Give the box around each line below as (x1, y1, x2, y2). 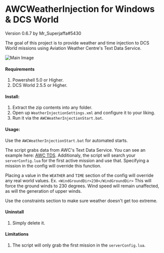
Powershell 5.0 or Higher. (12, 77, 64, 83)
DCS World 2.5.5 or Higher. (12, 83, 68, 88)
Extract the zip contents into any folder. (12, 105, 93, 111)
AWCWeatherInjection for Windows (5, 3, 155, 15)
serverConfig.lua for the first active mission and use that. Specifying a (5, 157, 149, 164)
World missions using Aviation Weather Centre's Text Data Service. (5, 45, 142, 51)
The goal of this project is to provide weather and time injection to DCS (5, 40, 150, 45)
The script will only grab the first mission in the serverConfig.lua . (12, 242, 146, 248)
